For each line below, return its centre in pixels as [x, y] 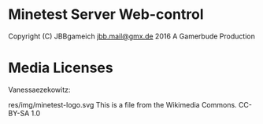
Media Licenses [61, 68]
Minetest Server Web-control [106, 15]
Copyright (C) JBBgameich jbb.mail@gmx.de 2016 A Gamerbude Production [132, 36]
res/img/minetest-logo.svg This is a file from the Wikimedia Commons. [123, 104]
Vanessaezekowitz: [39, 89]
